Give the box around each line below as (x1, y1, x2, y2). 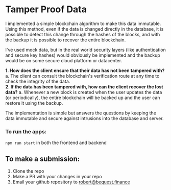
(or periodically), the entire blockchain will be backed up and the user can (5, 94, 160, 101)
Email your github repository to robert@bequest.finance (12, 179, 130, 185)
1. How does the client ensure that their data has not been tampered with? (5, 67, 165, 74)
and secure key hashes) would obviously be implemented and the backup (5, 52, 161, 58)
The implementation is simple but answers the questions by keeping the (5, 110, 157, 116)
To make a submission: (5, 154, 80, 163)
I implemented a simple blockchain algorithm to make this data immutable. (5, 20, 161, 27)
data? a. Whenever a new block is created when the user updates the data (5, 89, 162, 95)
